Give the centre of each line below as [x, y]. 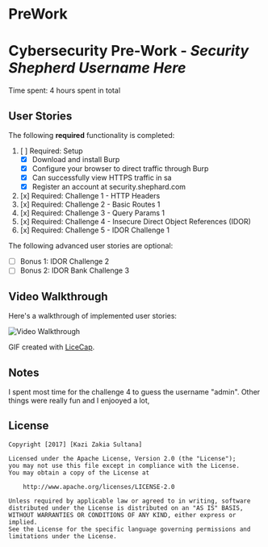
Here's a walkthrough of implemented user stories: [93, 316]
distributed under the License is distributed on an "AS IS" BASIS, [126, 508]
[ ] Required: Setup [51, 151]
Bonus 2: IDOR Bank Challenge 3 [75, 270]
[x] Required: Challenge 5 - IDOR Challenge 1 [94, 230]
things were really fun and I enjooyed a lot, [79, 400]
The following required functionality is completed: [92, 135]
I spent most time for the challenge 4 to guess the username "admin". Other [134, 391]
